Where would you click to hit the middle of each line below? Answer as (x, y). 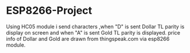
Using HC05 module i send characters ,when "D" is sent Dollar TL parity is (95, 26)
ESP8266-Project (49, 11)
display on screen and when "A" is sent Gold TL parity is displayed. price (93, 32)
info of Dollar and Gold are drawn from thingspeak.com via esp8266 (88, 39)
